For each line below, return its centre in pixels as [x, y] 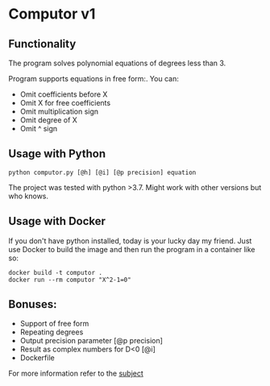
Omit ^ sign [39, 129]
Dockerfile [37, 358]
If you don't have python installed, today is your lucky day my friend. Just [130, 241]
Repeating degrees [52, 332]
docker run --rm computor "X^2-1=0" [70, 280]
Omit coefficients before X [64, 94]
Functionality [42, 44]
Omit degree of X [49, 120]
